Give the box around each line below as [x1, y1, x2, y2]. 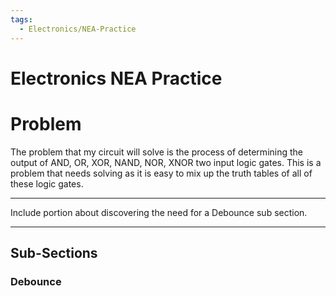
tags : [10, 14, 33, 25]
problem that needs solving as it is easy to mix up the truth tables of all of [10, 167, 313, 179]
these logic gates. [10, 177, 84, 190]
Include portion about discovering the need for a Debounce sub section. [10, 206, 308, 218]
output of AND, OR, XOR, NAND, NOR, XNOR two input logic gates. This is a [10, 156, 322, 168]
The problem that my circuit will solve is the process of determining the [10, 146, 303, 158]
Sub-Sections [10, 245, 98, 262]
